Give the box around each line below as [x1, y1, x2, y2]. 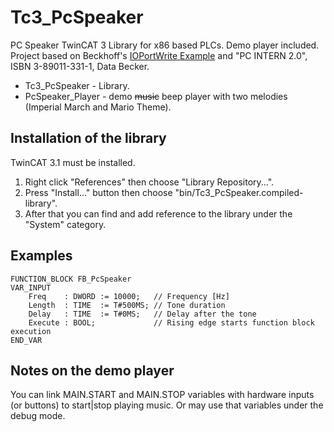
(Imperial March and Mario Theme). [24, 101, 172, 113]
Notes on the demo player [10, 362, 175, 379]
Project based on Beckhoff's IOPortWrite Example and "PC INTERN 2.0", [10, 49, 308, 61]
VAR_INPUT [10, 282, 52, 293]
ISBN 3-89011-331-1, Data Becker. [10, 60, 150, 72]
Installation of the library [10, 130, 167, 147]
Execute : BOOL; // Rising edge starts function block [28, 317, 315, 328]
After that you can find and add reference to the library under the [24, 207, 293, 220]
